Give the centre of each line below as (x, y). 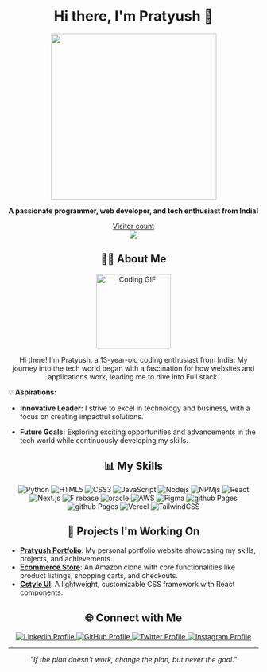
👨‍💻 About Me (133, 259)
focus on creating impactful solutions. (81, 416)
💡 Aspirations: (33, 392)
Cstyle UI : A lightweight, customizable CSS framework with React (128, 585)
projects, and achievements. (66, 559)
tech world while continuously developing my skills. (104, 440)
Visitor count (133, 226)
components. (41, 592)
